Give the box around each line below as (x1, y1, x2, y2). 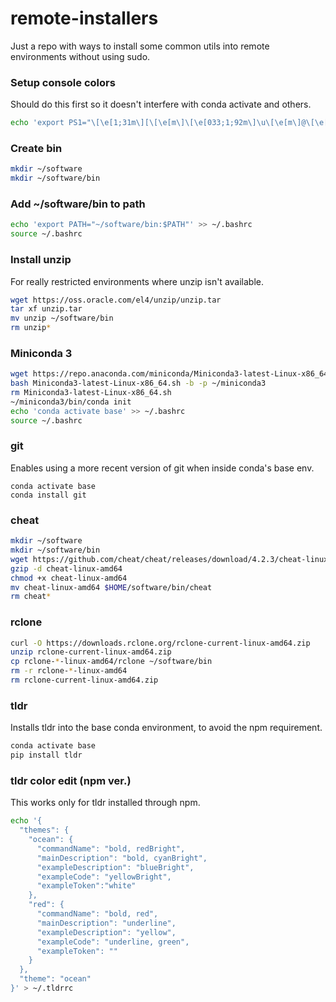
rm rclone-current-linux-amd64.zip (10, 675, 159, 686)
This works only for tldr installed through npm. (10, 797, 201, 809)
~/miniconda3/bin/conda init (10, 397, 132, 407)
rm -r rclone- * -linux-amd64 (10, 666, 128, 676)
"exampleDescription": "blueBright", (36, 862, 195, 872)
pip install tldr (10, 750, 83, 761)
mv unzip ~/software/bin (10, 313, 114, 324)
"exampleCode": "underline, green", (36, 937, 190, 947)
